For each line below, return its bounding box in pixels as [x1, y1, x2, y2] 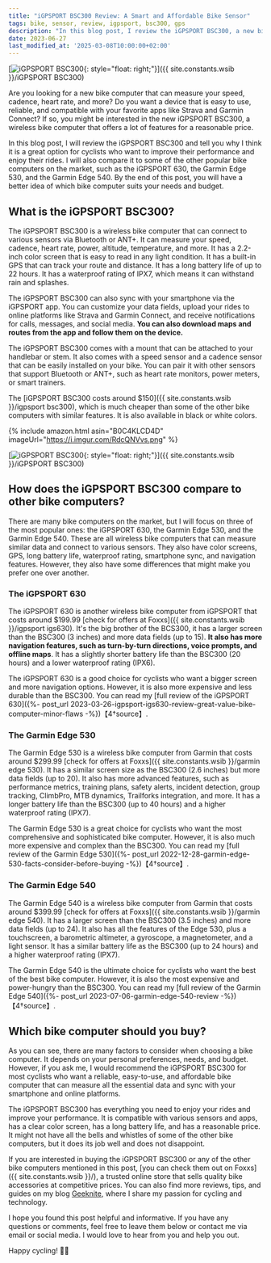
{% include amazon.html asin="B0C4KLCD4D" [8, 426, 164, 436]
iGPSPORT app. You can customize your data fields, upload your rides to [8, 301, 250, 311]
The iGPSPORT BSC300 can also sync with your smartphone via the [8, 293, 236, 303]
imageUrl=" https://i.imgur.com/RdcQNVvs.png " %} [8, 434, 179, 444]
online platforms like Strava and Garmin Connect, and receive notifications [8, 310, 256, 320]
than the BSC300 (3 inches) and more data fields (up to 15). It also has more [8, 632, 263, 642]
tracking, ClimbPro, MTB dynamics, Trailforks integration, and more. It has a [8, 791, 261, 801]
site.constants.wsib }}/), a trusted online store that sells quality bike [19, 1172, 244, 1181]
